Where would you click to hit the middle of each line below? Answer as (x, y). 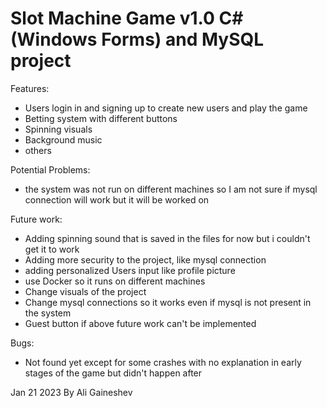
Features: (30, 88)
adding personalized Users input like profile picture (130, 270)
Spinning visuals (58, 129)
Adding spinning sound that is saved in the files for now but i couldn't (167, 238)
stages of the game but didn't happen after (113, 373)
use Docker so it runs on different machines (115, 281)
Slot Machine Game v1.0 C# (127, 18)
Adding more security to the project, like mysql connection (145, 259)
